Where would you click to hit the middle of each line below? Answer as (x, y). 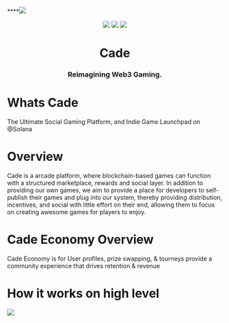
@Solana (20, 129)
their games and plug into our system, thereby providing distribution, (126, 197)
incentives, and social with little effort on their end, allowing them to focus (111, 205)
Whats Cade (43, 103)
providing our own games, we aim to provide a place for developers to (106, 190)
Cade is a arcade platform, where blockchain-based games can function (109, 175)
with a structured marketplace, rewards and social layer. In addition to (105, 183)
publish (17, 197)
